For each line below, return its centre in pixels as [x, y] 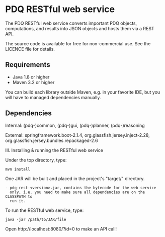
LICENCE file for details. [30, 49]
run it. [18, 201]
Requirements [28, 65]
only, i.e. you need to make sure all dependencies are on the [77, 192]
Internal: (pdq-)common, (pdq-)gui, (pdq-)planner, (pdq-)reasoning [75, 125]
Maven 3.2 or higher [33, 82]
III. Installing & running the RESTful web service [54, 150]
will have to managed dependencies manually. [53, 97]
